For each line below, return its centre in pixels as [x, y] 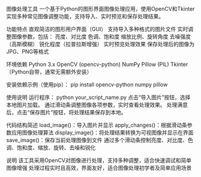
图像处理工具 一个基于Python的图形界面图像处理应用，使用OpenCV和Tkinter [100, 9]
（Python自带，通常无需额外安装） [49, 72]
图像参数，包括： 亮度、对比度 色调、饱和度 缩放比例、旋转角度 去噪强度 [101, 37]
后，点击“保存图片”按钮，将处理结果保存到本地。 [67, 112]
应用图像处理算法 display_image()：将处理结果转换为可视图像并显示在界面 [102, 133]
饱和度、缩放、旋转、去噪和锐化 [56, 148]
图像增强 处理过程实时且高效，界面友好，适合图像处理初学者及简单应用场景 [99, 168]
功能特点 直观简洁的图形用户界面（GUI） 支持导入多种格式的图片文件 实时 [97, 29]
